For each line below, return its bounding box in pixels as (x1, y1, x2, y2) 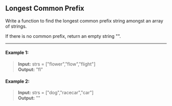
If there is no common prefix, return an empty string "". (5, 33, 121, 39)
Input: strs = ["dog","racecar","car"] (17, 90, 94, 96)
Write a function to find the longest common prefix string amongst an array (5, 17, 164, 24)
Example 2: (5, 78, 30, 84)
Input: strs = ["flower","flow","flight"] (17, 61, 96, 67)
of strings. (5, 23, 27, 29)
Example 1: (5, 50, 29, 56)
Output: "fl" (17, 67, 44, 73)
